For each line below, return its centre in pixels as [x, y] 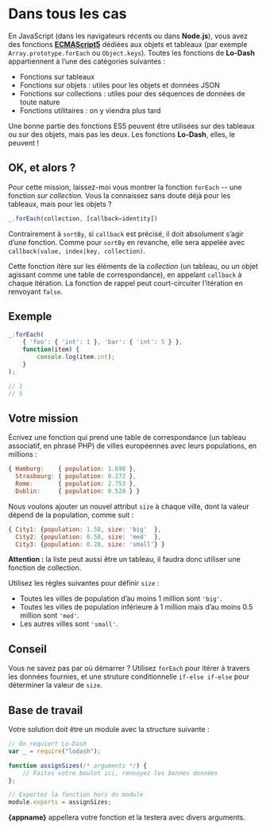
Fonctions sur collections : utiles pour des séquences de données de [132, 93]
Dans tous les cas [67, 14]
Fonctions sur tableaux [57, 76]
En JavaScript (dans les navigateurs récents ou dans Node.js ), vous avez [128, 36]
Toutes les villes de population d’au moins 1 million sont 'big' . [121, 598]
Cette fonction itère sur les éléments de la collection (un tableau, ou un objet [133, 266]
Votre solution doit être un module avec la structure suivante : [109, 729]
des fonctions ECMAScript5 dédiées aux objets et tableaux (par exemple [128, 44]
